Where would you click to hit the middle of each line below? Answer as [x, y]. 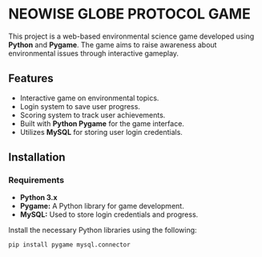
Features [31, 78]
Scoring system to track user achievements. [93, 115]
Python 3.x [38, 198]
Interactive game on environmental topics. [89, 98]
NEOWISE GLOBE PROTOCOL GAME [129, 14]
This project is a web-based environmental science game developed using [131, 36]
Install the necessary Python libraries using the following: [103, 230]
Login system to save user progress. [80, 106]
